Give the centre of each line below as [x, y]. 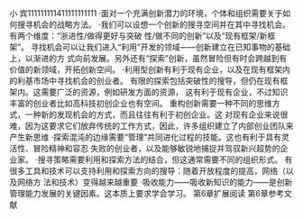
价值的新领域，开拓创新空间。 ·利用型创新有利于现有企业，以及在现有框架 [146, 69]
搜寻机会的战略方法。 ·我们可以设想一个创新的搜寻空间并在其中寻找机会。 [153, 24]
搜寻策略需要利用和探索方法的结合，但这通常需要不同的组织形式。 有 [165, 159]
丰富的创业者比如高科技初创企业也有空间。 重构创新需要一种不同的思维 [141, 103]
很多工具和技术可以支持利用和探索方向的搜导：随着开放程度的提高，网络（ [147, 171]
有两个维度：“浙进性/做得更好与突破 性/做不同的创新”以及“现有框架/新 [138, 36]
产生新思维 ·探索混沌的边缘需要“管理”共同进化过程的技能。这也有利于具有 [146, 137]
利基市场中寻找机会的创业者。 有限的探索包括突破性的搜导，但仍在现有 [148, 81]
